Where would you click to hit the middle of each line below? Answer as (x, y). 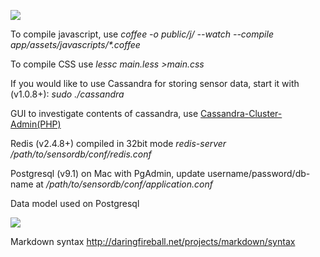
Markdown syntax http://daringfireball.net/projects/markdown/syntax (153, 241)
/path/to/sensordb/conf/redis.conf (81, 154)
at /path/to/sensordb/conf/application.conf (124, 184)
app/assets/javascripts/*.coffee (75, 44)
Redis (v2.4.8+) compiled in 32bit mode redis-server (118, 143)
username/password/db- (259, 173)
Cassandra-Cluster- (241, 113)
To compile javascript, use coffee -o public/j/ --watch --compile (142, 34)
